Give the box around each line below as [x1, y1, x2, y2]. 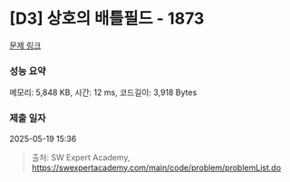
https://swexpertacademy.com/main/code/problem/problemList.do [31, 162, 282, 173]
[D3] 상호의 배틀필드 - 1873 [9, 8, 205, 29]
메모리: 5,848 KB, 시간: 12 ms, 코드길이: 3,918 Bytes [9, 87, 198, 98]
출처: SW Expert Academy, [31, 151, 130, 163]
